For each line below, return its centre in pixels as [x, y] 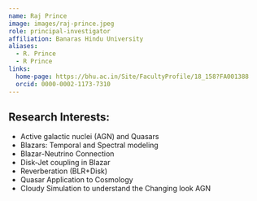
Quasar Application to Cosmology [76, 180]
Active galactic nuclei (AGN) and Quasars [89, 137]
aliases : [23, 46]
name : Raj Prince [38, 16]
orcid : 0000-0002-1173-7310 [63, 84]
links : [20, 69]
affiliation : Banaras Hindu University [76, 39]
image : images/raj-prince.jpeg [61, 24]
